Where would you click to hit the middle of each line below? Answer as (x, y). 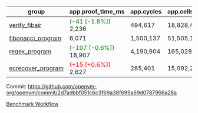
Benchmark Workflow (32, 104)
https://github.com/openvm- (62, 86)
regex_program (30, 51)
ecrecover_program (36, 68)
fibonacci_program (35, 38)
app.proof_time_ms (97, 11)
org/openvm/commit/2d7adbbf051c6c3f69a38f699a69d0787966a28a (92, 93)
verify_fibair (25, 25)
